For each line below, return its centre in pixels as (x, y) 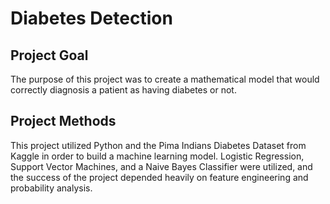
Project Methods (63, 121)
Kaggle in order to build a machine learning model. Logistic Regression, (157, 156)
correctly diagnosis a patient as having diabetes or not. (123, 90)
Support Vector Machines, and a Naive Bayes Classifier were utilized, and (161, 166)
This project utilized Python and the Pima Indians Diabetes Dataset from (158, 145)
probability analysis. (51, 188)
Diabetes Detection (91, 18)
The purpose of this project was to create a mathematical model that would (165, 79)
